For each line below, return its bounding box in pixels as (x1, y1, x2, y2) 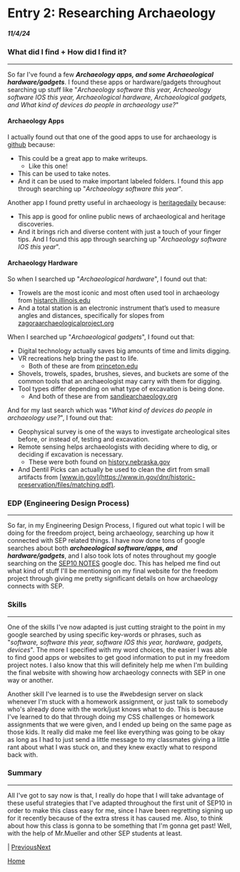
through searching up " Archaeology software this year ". (17, 184, 184, 193)
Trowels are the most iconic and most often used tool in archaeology (17, 288, 220, 297)
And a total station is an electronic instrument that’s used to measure (17, 304, 220, 312)
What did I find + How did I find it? (7, 47, 127, 57)
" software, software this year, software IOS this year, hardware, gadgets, (7, 638, 224, 646)
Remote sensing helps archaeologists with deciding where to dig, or (17, 442, 218, 451)
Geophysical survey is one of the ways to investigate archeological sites (17, 427, 231, 436)
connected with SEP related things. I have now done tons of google (7, 536, 206, 545)
